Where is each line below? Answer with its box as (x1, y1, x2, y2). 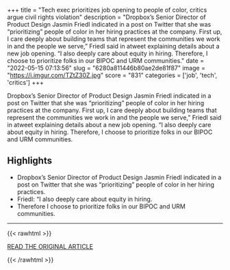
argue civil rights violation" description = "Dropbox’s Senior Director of (7, 13, 207, 21)
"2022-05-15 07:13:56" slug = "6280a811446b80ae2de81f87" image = (7, 64, 205, 72)
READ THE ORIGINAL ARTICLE (7, 242, 94, 250)
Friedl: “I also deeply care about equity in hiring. (16, 195, 153, 203)
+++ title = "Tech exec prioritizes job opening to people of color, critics (7, 6, 207, 14)
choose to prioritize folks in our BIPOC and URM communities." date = (7, 57, 204, 64)
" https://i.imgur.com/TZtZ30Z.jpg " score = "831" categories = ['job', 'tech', (7, 71, 218, 79)
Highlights (7, 155, 53, 167)
